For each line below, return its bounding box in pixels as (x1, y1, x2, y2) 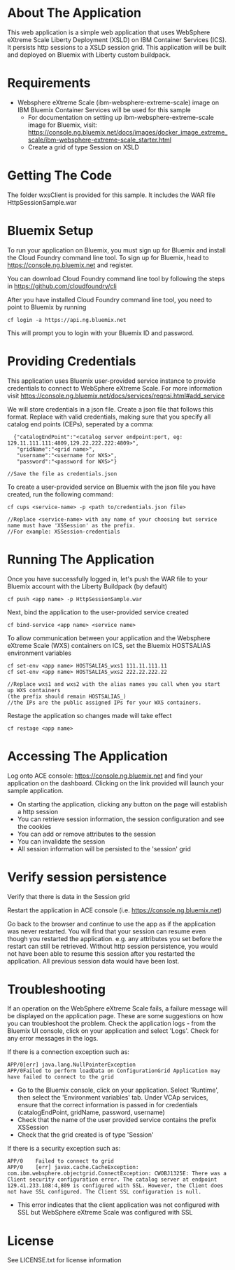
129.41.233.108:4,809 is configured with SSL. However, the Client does (7, 1182, 224, 1189)
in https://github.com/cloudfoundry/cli (7, 282, 117, 290)
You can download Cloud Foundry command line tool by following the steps (7, 274, 225, 283)
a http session (17, 807, 58, 816)
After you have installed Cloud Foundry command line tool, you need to (7, 295, 212, 304)
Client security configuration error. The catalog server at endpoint (7, 1176, 218, 1183)
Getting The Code (7, 168, 112, 184)
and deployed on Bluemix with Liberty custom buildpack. (7, 50, 171, 59)
